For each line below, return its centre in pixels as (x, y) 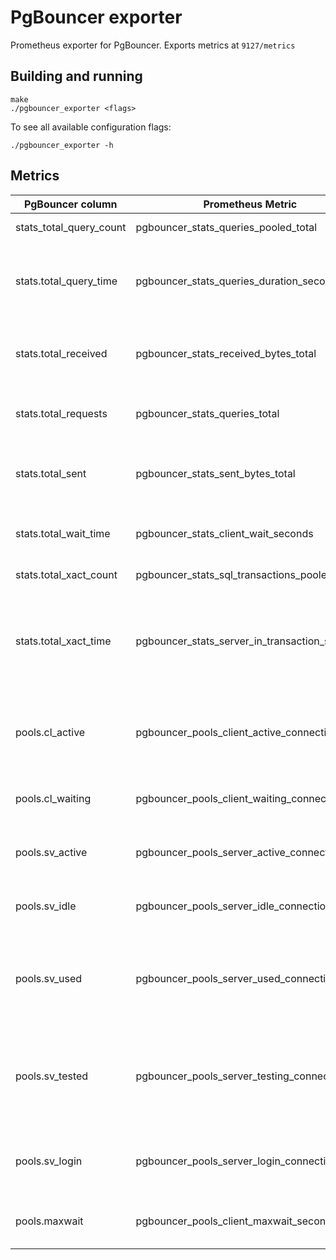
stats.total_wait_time (63, 533)
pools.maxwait (49, 1221)
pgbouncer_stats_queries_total (207, 413)
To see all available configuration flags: (91, 127)
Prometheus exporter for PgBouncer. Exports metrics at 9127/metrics (153, 45)
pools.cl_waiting (53, 798)
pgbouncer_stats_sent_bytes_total (215, 473)
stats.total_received (61, 353)
